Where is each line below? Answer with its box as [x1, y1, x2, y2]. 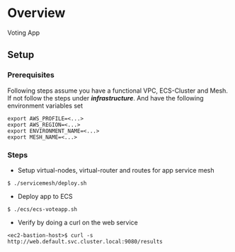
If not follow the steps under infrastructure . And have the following [7, 93, 204, 102]
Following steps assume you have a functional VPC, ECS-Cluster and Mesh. [7, 86, 229, 95]
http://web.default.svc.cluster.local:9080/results [7, 238, 163, 245]
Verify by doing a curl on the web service [17, 218, 138, 227]
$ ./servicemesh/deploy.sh [7, 179, 87, 187]
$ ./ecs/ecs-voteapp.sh [7, 205, 78, 213]
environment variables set [7, 101, 84, 110]
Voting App [7, 28, 40, 37]
